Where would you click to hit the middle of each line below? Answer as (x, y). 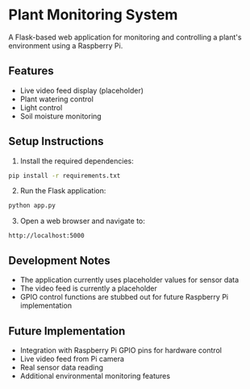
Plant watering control (57, 99)
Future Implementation (67, 331)
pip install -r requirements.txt (65, 176)
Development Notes (59, 261)
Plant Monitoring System (93, 15)
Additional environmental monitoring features (95, 375)
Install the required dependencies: (77, 161)
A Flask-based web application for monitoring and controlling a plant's (125, 37)
